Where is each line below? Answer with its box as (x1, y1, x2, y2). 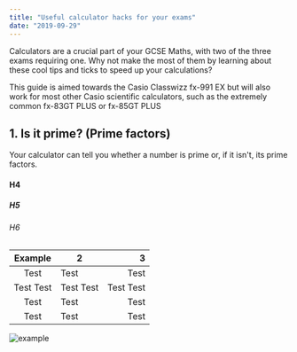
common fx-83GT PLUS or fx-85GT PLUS (9, 100, 161, 111)
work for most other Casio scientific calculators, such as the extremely (9, 90, 268, 102)
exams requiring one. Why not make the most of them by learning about (9, 55, 272, 66)
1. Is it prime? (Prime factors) (9, 126, 171, 141)
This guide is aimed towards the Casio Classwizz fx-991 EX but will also (9, 82, 271, 92)
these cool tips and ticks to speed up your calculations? (9, 64, 213, 75)
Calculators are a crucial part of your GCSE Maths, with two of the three (9, 45, 272, 56)
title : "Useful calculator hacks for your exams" (9, 12, 197, 22)
